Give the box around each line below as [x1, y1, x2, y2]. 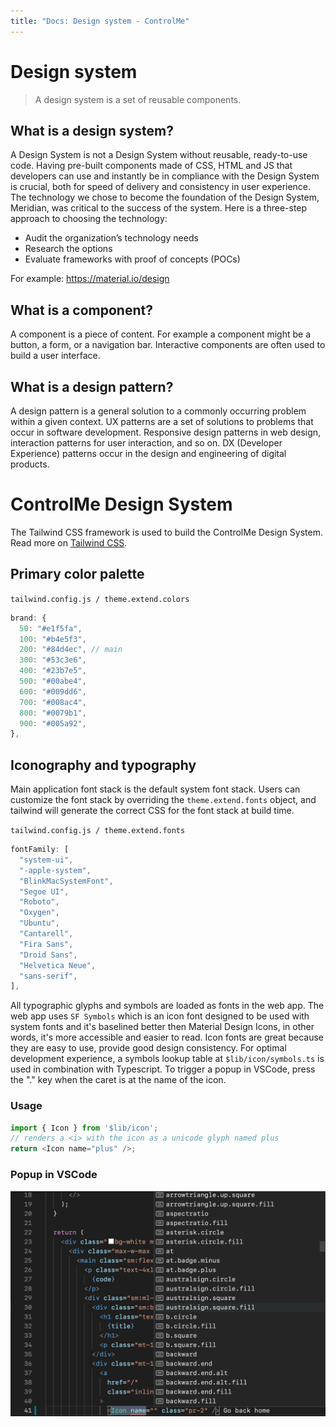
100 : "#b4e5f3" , [19, 634, 87, 644]
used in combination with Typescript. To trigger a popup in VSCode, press [10, 1063, 316, 1075]
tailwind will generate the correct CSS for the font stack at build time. [10, 805, 295, 817]
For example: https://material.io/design [10, 273, 170, 285]
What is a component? [10, 301, 153, 319]
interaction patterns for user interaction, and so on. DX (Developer [10, 437, 283, 449]
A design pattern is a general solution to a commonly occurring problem [10, 405, 307, 417]
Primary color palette [10, 566, 145, 583]
